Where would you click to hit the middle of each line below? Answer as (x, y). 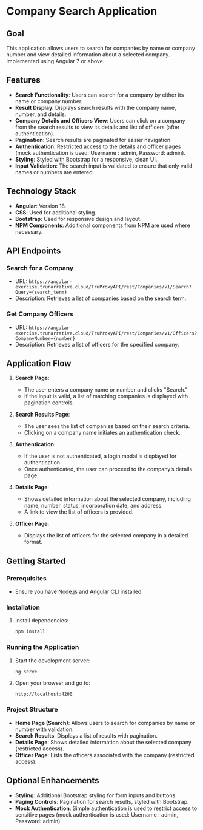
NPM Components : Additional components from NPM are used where (103, 225)
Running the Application (43, 647)
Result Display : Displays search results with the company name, (95, 107)
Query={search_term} (41, 293)
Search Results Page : (42, 415)
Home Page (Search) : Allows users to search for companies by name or (105, 723)
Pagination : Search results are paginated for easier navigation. (93, 140)
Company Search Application (82, 11)
